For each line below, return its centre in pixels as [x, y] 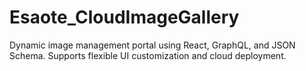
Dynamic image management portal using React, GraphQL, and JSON [152, 45]
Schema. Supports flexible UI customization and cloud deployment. [148, 55]
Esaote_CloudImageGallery [124, 17]
